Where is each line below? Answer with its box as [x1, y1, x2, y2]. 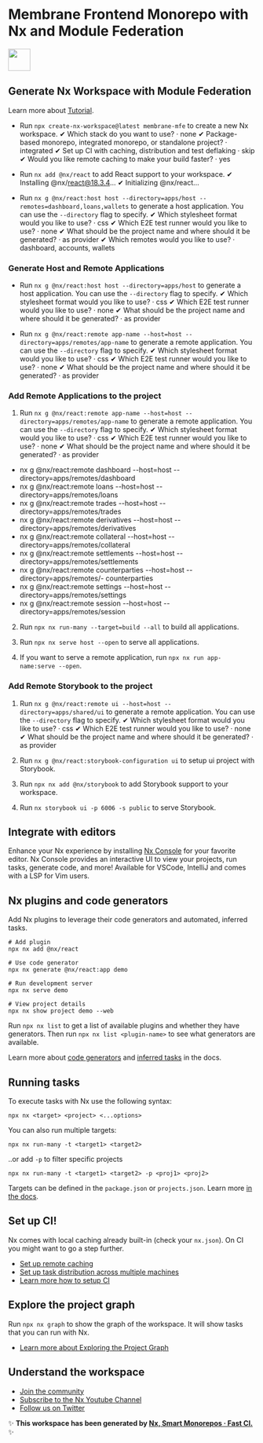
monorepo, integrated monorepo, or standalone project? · [42, 137, 228, 147]
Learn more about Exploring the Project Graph [19, 1342, 169, 1352]
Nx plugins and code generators [8, 894, 169, 907]
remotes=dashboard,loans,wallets [19, 203, 130, 211]
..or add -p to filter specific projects [8, 1155, 123, 1164]
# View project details [8, 1000, 86, 1009]
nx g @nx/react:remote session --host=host [19, 599, 163, 608]
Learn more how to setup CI [19, 1275, 110, 1285]
